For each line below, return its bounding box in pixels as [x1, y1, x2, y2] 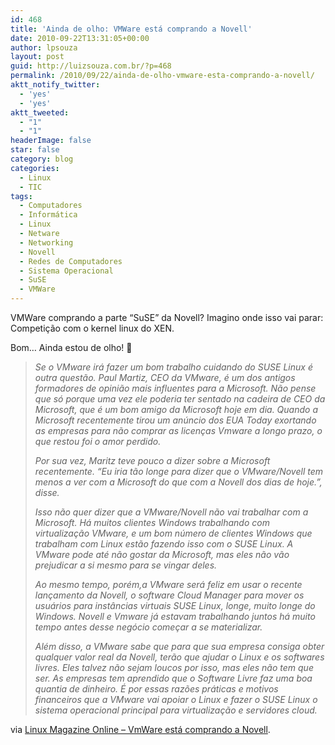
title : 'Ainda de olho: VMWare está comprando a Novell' [10, 24, 253, 34]
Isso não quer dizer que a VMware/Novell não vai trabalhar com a [34, 506, 309, 518]
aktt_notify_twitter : [10, 80, 101, 90]
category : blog [10, 154, 74, 164]
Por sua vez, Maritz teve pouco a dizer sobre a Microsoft [34, 455, 271, 466]
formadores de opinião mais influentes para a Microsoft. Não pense [34, 382, 317, 394]
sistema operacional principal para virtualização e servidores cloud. [34, 704, 318, 716]
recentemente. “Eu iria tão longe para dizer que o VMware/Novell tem [34, 466, 323, 477]
